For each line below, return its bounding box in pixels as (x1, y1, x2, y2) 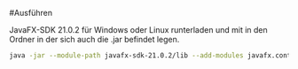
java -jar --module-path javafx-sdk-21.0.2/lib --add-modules (9, 51, 244, 60)
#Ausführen (9, 8, 53, 18)
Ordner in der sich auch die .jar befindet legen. (9, 34, 180, 44)
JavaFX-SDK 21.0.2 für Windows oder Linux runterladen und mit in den (9, 25, 268, 34)
